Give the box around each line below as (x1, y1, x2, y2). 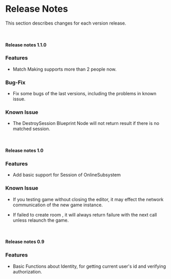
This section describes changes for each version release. (5, 20, 126, 26)
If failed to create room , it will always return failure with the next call (12, 211, 157, 218)
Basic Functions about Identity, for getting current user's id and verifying (12, 263, 166, 269)
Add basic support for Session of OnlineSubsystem (12, 172, 121, 178)
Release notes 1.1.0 (5, 41, 47, 48)
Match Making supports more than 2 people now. (12, 66, 117, 72)
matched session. (12, 126, 50, 132)
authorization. (12, 268, 42, 274)
